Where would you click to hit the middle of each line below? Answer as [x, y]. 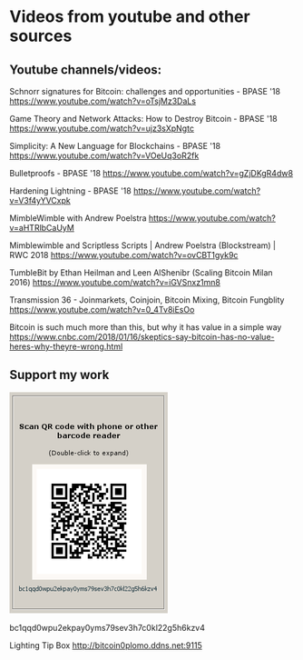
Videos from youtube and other [130, 17]
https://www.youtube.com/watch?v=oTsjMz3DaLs [103, 101]
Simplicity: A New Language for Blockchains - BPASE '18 [115, 146]
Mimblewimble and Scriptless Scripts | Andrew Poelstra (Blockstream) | [143, 245]
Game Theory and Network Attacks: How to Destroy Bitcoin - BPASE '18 [144, 119]
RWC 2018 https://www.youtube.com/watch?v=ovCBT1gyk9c [124, 255]
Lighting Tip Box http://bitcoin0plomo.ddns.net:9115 [106, 645]
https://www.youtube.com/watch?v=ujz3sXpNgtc [102, 128]
